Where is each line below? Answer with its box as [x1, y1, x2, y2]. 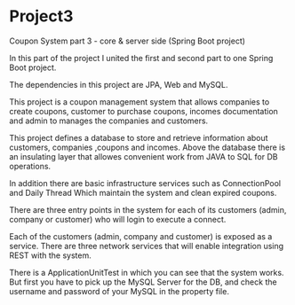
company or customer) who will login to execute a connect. [9, 214, 227, 224]
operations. [9, 160, 52, 171]
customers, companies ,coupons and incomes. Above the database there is [9, 142, 286, 152]
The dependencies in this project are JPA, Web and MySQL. [9, 79, 228, 90]
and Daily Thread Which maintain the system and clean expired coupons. [9, 187, 277, 198]
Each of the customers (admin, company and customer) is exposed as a [9, 231, 273, 241]
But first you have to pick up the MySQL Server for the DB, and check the [9, 277, 277, 287]
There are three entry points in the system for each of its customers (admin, [9, 204, 287, 215]
